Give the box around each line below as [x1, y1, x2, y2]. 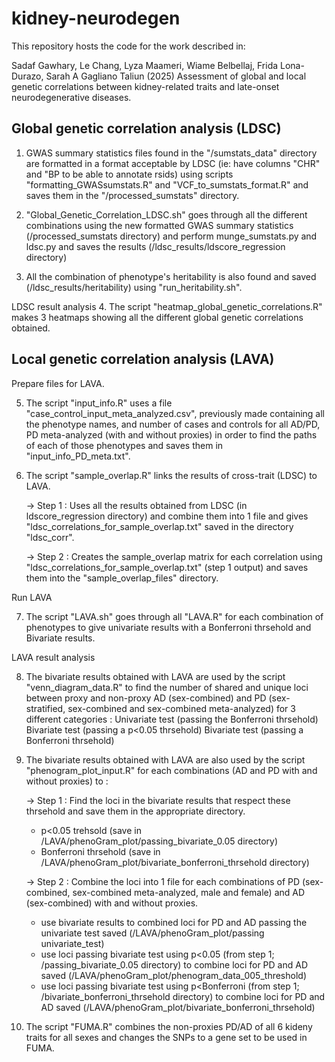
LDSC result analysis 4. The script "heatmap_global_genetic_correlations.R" [11, 300, 323, 312]
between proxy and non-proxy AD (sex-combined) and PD [25, 692, 267, 704]
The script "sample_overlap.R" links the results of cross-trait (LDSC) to [25, 469, 318, 481]
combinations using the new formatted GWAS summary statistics [25, 219, 294, 231]
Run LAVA [11, 591, 53, 603]
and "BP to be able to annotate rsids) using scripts [25, 168, 234, 180]
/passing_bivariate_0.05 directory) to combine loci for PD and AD [40, 958, 308, 971]
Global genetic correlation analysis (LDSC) [11, 120, 282, 137]
